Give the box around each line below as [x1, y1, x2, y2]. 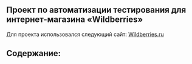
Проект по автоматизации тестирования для [6, 5, 187, 15]
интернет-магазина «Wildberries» [6, 15, 143, 25]
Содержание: [6, 48, 61, 59]
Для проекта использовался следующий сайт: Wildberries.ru [6, 30, 164, 38]
